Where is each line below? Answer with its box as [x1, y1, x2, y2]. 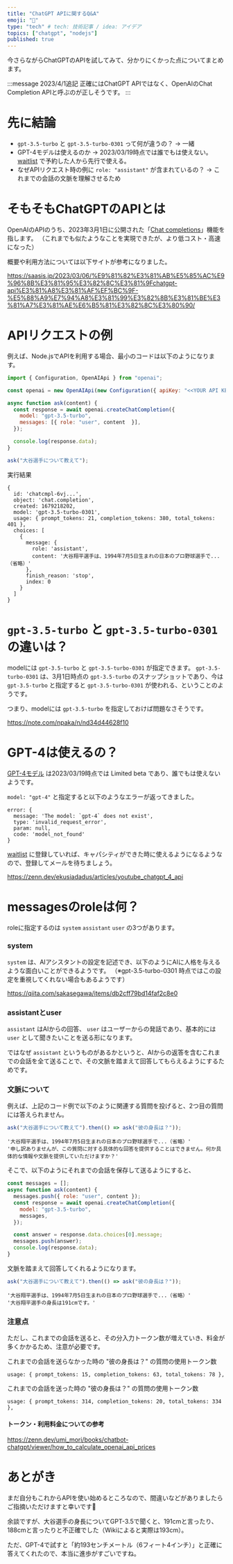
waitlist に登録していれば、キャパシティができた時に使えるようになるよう [7, 850, 217, 858]
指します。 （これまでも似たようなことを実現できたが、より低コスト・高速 [7, 234, 221, 242]
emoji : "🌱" [7, 17, 39, 24]
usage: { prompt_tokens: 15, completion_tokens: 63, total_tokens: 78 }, [7, 1371, 225, 1378]
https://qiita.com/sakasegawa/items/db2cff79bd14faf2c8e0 [7, 989, 178, 997]
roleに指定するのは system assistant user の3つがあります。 [7, 923, 179, 932]
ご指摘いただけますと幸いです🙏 [7, 1503, 96, 1511]
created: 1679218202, [13, 502, 76, 510]
